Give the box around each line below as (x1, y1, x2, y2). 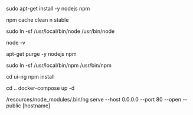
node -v (6, 39, 25, 46)
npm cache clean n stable (6, 16, 69, 23)
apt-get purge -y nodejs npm (6, 50, 77, 58)
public (6, 102, 22, 109)
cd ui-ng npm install (6, 73, 55, 80)
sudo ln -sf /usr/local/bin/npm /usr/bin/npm (6, 62, 112, 69)
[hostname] (22, 102, 51, 109)
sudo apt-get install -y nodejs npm (6, 5, 90, 12)
